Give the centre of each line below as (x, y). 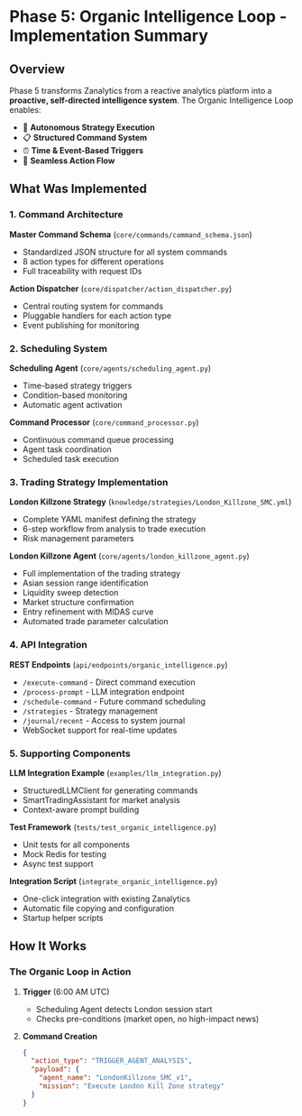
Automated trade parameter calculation (95, 622)
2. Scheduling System (59, 348)
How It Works (48, 946)
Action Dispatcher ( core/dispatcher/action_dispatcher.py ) (121, 288)
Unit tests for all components (76, 844)
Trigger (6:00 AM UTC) (66, 991)
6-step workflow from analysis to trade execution (114, 529)
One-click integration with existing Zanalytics (106, 899)
